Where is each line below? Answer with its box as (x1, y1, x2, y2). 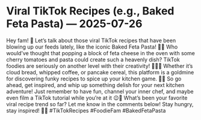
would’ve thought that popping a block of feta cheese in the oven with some (6, 49, 196, 56)
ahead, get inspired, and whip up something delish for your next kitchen (6, 81, 185, 88)
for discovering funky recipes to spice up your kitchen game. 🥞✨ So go (6, 75, 182, 82)
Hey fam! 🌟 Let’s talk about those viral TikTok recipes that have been (6, 37, 176, 44)
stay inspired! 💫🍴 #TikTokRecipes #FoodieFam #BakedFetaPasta (6, 107, 166, 114)
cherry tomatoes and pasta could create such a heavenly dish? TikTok (6, 56, 181, 63)
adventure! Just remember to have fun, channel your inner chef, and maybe (6, 88, 194, 95)
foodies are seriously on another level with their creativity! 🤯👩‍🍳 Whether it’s (6, 62, 193, 70)
